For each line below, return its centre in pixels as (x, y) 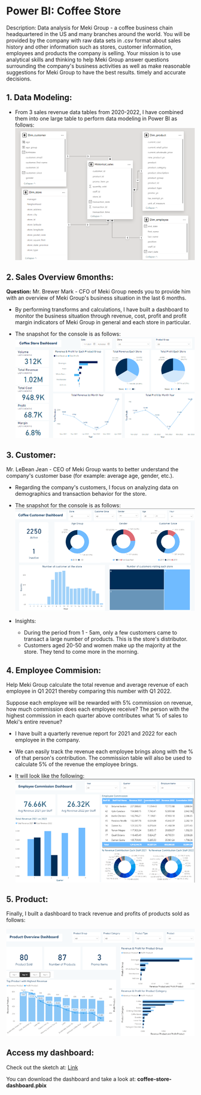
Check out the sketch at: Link (42, 1067)
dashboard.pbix (26, 1085)
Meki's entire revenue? (34, 722)
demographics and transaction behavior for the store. (81, 494)
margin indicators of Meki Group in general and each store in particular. (103, 322)
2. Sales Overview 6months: (60, 277)
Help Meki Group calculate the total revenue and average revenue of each (97, 685)
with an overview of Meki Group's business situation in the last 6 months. (96, 298)
